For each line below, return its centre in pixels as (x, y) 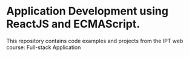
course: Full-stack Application (44, 47)
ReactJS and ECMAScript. (73, 24)
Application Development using (87, 11)
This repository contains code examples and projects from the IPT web (95, 41)
